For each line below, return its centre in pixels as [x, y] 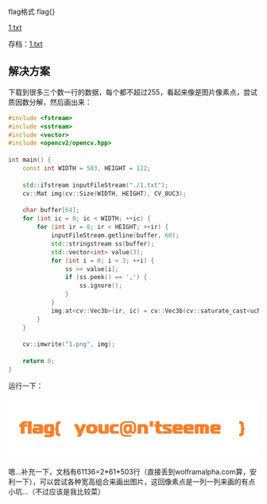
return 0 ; [39, 361]
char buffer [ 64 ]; [51, 210]
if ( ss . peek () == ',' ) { [106, 277]
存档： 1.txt [25, 44]
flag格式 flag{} [32, 12]
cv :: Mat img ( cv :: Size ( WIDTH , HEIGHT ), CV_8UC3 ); [104, 193]
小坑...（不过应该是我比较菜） [57, 491]
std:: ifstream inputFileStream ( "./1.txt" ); [96, 185]
